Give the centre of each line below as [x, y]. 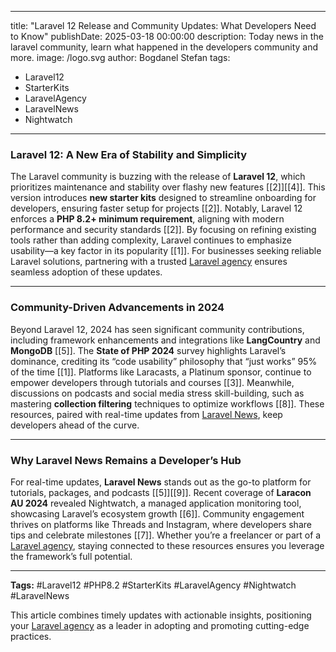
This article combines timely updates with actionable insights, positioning [161, 615]
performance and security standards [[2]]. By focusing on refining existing [163, 230]
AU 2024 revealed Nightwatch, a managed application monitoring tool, [156, 503]
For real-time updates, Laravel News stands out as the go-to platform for [161, 482]
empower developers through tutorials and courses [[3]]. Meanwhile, [152, 382]
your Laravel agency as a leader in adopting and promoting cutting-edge [160, 625]
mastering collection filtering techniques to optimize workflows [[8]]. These [167, 403]
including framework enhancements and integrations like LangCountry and [165, 340]
